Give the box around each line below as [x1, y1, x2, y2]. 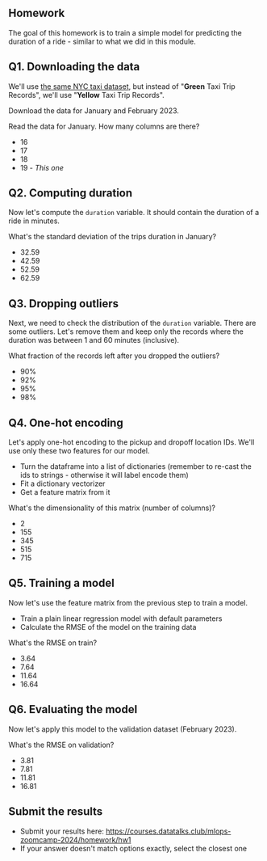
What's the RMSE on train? [8, 638, 98, 648]
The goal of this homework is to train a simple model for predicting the [8, 27, 242, 37]
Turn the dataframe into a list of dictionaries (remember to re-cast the [19, 462, 252, 471]
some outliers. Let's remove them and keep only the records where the [8, 327, 244, 336]
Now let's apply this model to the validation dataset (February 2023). [8, 724, 237, 734]
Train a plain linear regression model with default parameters [19, 614, 223, 623]
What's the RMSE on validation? [8, 740, 115, 749]
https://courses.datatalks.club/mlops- [106, 826, 232, 836]
